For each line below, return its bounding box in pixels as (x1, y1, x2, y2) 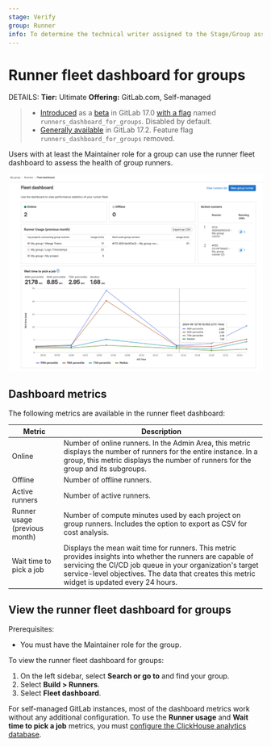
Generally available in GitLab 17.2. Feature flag (40, 125, 194, 135)
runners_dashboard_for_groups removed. (40, 134, 175, 144)
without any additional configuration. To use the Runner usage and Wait (8, 712, 248, 722)
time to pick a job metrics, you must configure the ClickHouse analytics (8, 721, 247, 731)
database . (8, 730, 42, 740)
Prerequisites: (8, 624, 55, 634)
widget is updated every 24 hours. (63, 578, 177, 587)
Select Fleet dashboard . (19, 688, 102, 698)
